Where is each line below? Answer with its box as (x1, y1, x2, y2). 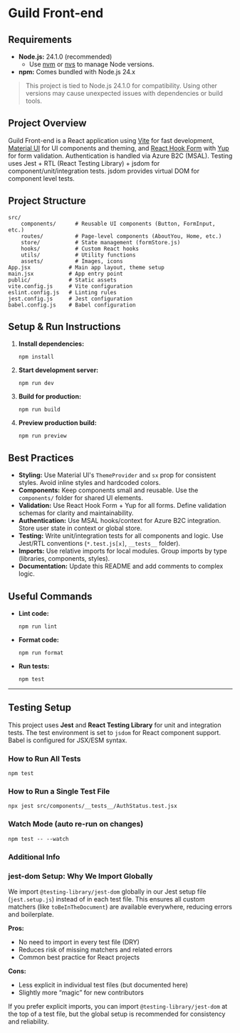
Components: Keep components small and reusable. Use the (18, 486, 199, 494)
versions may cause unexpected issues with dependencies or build (25, 89, 223, 97)
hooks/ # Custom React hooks (21, 245, 140, 252)
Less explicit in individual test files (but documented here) (18, 980, 188, 989)
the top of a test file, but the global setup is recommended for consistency (8, 1009, 226, 1018)
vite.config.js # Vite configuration (8, 282, 133, 290)
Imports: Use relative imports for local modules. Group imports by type (18, 547, 227, 555)
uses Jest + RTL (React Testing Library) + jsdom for (8, 159, 160, 167)
